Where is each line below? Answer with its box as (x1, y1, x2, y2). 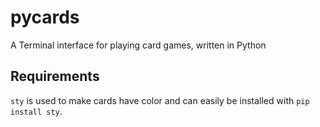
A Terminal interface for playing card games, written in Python (10, 39, 267, 51)
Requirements (10, 68, 100, 85)
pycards (10, 6, 80, 29)
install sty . (10, 105, 63, 117)
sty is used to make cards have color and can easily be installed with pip (10, 94, 310, 106)
